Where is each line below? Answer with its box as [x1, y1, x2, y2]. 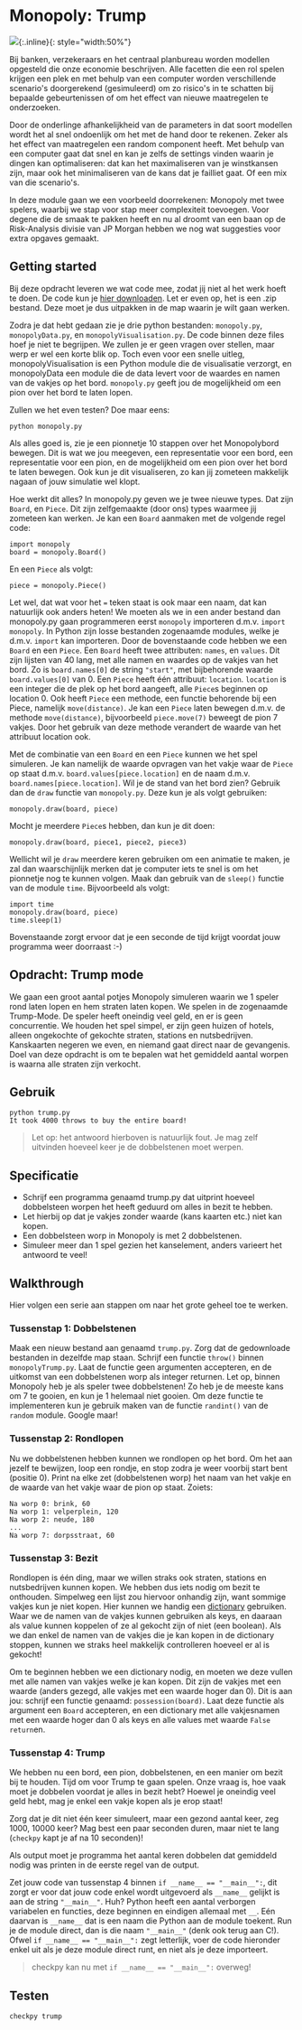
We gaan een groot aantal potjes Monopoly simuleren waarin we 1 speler [9, 991, 279, 1002]
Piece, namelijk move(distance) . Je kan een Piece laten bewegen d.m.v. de [9, 702, 286, 713]
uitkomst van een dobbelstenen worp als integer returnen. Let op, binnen [9, 1372, 280, 1383]
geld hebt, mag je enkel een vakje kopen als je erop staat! [9, 1796, 224, 1807]
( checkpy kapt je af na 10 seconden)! [9, 1832, 144, 1843]
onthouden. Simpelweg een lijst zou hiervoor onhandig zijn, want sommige [9, 1591, 287, 1602]
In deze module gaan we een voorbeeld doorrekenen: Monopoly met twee [9, 194, 285, 205]
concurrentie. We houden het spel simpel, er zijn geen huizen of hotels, [9, 1020, 275, 1030]
